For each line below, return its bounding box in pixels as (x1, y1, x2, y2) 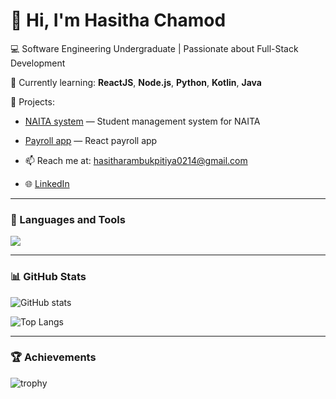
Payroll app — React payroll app (24, 134, 158, 146)
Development (10, 57, 66, 69)
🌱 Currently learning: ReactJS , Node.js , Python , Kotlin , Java (10, 76, 262, 88)
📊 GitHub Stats (10, 270, 87, 284)
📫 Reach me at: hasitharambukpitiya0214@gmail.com (24, 154, 248, 166)
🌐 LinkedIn (24, 177, 70, 189)
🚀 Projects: (10, 95, 55, 108)
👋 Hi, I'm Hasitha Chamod (10, 9, 227, 32)
